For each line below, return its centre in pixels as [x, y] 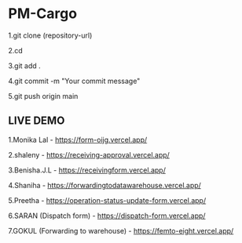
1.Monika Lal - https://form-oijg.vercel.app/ [78, 140]
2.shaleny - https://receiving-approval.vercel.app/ [89, 154]
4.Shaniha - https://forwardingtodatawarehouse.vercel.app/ [105, 185]
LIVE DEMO [37, 121]
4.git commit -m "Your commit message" [74, 81]
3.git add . [24, 65]
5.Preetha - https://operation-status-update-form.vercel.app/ [107, 200]
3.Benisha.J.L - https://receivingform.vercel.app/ [87, 170]
